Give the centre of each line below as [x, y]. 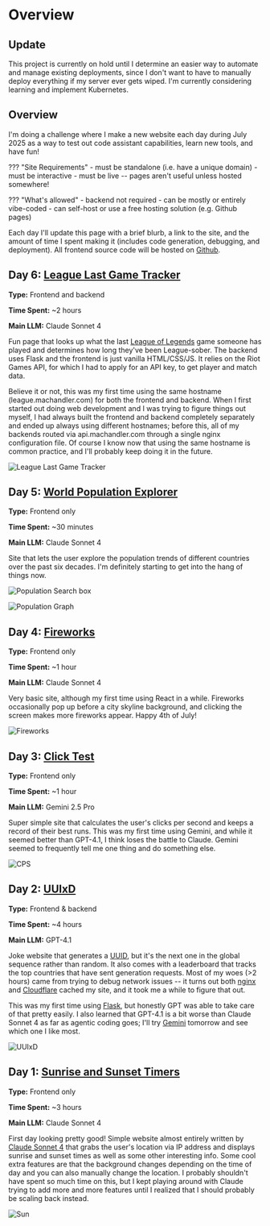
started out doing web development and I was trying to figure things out [127, 408]
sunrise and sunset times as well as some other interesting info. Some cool [132, 1155]
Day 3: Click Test [51, 756]
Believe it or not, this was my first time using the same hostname [115, 391]
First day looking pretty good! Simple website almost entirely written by [126, 1138]
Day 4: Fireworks [52, 632]
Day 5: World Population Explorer [93, 492]
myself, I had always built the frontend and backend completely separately [132, 417]
